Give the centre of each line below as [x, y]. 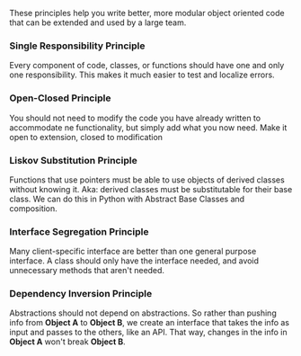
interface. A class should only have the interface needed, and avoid [134, 261]
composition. [34, 208]
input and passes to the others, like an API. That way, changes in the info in [148, 333]
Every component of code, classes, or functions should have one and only [147, 66]
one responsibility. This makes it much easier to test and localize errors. [142, 75]
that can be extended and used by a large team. [98, 22]
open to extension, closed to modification [86, 137]
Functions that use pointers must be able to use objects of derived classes [147, 180]
